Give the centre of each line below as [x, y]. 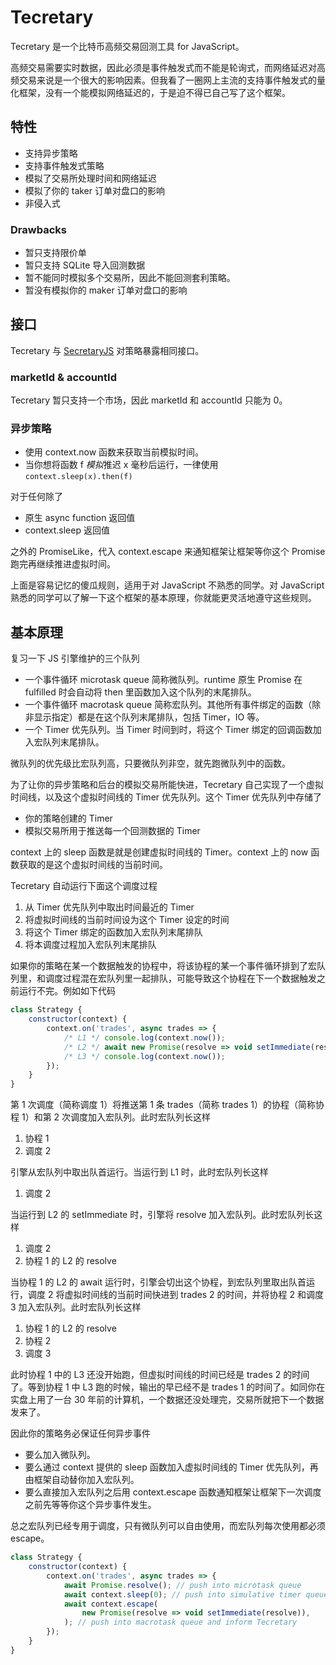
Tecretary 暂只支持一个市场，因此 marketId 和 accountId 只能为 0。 [149, 400]
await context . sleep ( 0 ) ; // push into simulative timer [182, 1594]
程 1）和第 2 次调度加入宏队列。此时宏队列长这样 [111, 1117]
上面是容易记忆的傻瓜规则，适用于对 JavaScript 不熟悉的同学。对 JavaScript [167, 585]
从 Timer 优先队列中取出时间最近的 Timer [109, 907]
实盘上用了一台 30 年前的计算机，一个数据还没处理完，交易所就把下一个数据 [167, 1400]
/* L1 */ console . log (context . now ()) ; [144, 1037]
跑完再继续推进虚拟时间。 [63, 564]
